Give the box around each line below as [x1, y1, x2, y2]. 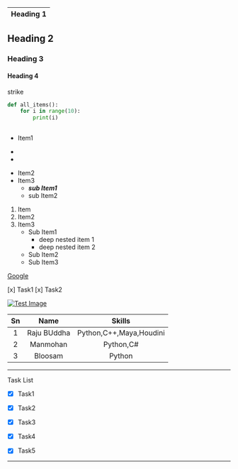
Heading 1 [11, 9, 47, 18]
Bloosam [34, 351, 64, 361]
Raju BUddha [27, 328, 71, 338]
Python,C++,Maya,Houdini [76, 328, 165, 338]
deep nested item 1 [38, 236, 94, 244]
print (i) [33, 114, 59, 121]
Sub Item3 [28, 258, 59, 267]
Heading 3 [7, 54, 44, 64]
